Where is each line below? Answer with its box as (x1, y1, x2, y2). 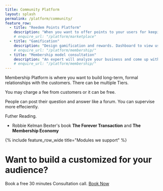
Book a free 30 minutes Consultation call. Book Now (5, 181, 110, 187)
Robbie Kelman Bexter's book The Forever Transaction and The (12, 122, 141, 129)
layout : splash (5, 12, 36, 17)
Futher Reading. (5, 113, 37, 119)
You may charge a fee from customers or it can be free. (5, 89, 116, 95)
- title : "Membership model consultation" (9, 52, 97, 57)
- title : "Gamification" (9, 39, 60, 44)
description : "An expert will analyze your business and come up (14, 57, 149, 62)
